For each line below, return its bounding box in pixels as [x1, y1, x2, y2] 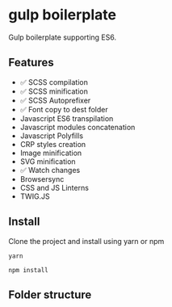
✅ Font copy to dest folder [19, 104, 108, 114]
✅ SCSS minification [19, 86, 89, 96]
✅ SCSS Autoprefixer [19, 95, 91, 105]
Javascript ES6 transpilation [19, 113, 114, 123]
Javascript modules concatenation [19, 122, 136, 132]
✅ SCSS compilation [19, 77, 89, 86]
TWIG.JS [19, 191, 50, 201]
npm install [8, 266, 48, 274]
